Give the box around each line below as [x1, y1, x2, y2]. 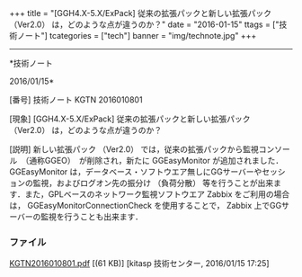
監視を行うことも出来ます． [40, 211, 144, 222]
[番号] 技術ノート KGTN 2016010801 [9, 94, 143, 105]
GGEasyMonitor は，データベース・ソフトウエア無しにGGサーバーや [9, 166, 262, 177]
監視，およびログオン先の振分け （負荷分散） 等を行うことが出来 [32, 178, 274, 188]
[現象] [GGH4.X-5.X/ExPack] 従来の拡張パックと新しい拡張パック [9, 113, 251, 124]
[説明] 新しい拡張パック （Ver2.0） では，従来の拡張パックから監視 [9, 144, 259, 155]
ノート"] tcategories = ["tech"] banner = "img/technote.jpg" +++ [16, 31, 257, 40]
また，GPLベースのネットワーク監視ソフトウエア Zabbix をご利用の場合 [24, 189, 290, 200]
